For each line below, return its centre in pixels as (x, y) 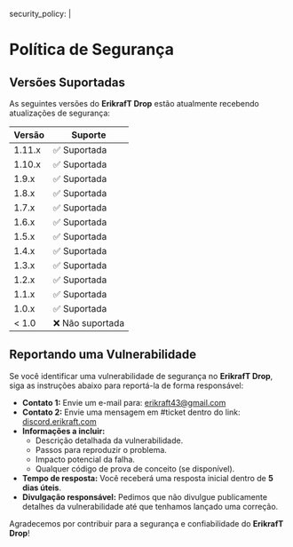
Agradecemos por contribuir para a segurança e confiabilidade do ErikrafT (146, 523)
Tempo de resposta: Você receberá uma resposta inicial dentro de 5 (147, 478)
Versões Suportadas (67, 82)
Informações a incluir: (63, 431)
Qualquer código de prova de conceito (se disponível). (135, 468)
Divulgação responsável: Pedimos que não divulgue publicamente (145, 496)
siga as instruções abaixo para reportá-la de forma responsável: (127, 385)
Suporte (88, 135)
